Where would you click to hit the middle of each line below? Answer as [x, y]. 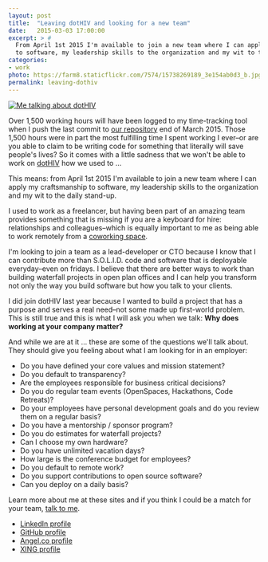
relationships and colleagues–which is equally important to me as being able [134, 227]
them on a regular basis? [60, 416]
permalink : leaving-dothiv [53, 82]
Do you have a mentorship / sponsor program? [96, 425]
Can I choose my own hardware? [74, 442]
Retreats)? [37, 399]
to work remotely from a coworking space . [78, 236]
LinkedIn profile [45, 524]
